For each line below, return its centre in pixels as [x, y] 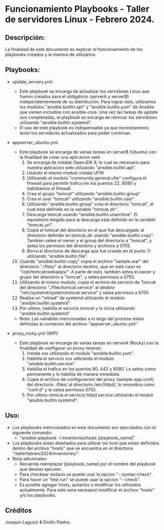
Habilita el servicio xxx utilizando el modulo [70, 358]
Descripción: [25, 38]
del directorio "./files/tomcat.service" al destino [67, 287]
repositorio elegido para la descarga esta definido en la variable [91, 220]
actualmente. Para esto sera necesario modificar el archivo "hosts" [87, 490]
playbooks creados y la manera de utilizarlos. [51, 54]
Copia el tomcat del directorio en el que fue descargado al [85, 230]
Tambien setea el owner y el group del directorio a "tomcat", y [89, 240]
